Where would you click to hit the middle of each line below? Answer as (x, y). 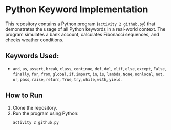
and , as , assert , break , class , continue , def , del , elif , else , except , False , (89, 68)
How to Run (24, 95)
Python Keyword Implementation (77, 9)
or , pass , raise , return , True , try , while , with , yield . (67, 79)
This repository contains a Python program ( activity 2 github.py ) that (80, 24)
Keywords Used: (32, 56)
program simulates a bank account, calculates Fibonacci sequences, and (82, 34)
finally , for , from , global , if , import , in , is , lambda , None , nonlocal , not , (88, 74)
